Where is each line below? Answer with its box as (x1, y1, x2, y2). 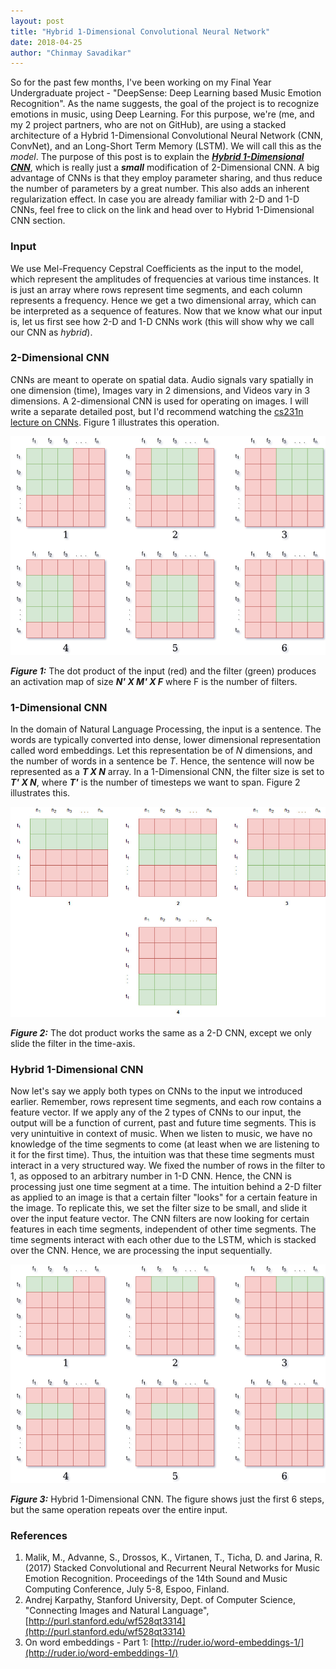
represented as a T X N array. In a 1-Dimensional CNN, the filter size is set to (10, 765, 325, 777)
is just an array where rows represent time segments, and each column (10, 283, 303, 295)
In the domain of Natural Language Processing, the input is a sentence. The (10, 723, 322, 735)
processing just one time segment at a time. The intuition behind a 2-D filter (10, 1181, 322, 1193)
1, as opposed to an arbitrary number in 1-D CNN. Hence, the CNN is (10, 1170, 292, 1182)
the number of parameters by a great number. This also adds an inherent (10, 183, 310, 195)
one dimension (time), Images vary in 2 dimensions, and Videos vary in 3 (10, 384, 311, 396)
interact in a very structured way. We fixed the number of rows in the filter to (10, 1160, 326, 1172)
